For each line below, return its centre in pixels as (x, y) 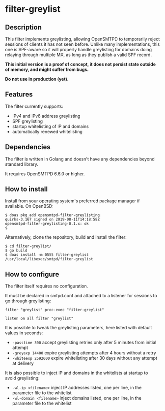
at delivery (23, 363)
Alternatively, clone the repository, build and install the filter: (66, 237)
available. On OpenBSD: (29, 206)
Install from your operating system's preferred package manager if (72, 201)
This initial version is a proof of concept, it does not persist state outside (81, 64)
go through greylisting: (28, 301)
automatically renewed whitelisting (47, 131)
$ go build (16, 251)
